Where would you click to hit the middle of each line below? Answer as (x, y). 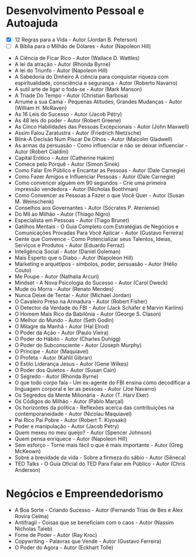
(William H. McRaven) (41, 108)
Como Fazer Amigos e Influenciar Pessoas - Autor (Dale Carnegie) (95, 177)
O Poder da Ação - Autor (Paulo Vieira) (62, 333)
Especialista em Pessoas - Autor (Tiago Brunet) (72, 220)
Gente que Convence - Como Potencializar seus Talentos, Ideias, (93, 239)
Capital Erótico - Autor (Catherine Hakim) (64, 158)
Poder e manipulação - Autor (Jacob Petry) (67, 427)
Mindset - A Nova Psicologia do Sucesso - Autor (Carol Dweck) (91, 283)
